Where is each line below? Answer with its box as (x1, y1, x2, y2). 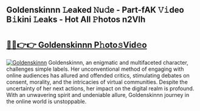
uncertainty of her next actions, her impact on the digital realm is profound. (6, 85, 195, 92)
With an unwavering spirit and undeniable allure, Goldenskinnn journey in (6, 91, 190, 98)
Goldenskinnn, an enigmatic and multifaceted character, (48, 59, 188, 66)
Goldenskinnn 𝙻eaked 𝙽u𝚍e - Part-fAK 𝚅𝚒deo (6, 5, 184, 15)
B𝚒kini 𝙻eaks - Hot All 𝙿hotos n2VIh (6, 15, 146, 25)
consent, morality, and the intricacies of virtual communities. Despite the (6, 79, 188, 85)
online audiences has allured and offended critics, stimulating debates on (6, 72, 190, 79)
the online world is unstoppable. (6, 98, 87, 105)
